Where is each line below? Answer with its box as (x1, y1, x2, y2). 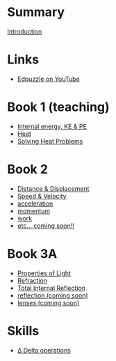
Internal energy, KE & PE (17, 122, 87, 130)
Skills (7, 323, 40, 339)
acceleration (17, 199, 53, 208)
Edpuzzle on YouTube (17, 75, 80, 83)
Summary (7, 4, 65, 20)
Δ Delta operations (17, 346, 71, 354)
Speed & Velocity (17, 192, 67, 200)
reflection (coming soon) (17, 291, 88, 300)
